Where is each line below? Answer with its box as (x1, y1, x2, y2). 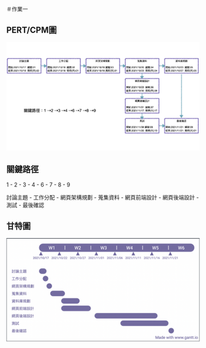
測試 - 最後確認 (6, 201, 45, 209)
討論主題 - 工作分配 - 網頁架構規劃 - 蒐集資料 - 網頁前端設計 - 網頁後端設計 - (6, 193, 199, 201)
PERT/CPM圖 (6, 25, 57, 36)
